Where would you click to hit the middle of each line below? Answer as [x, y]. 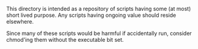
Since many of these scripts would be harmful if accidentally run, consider [99, 33]
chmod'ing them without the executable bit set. [65, 40]
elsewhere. [20, 21]
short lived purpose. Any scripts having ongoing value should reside [91, 15]
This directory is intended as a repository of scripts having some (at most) [99, 9]
